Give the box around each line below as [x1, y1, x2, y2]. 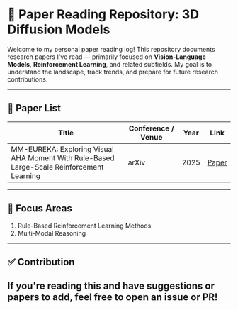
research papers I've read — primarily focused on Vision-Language [7, 52, 207, 61]
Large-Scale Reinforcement [11, 162, 104, 172]
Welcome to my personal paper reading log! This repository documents [7, 45, 215, 53]
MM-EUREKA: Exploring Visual [11, 144, 115, 154]
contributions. [7, 74, 48, 84]
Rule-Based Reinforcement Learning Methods [17, 221, 152, 230]
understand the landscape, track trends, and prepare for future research [7, 67, 218, 76]
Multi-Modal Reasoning [17, 228, 86, 237]
